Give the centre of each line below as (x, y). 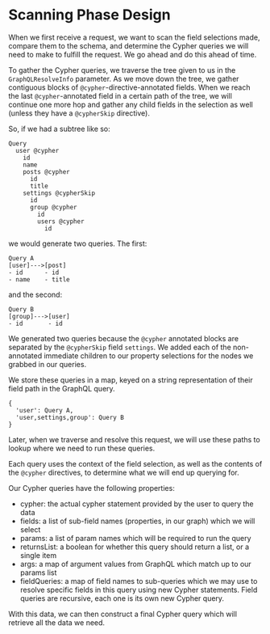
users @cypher (61, 221)
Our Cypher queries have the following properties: (91, 488)
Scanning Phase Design (89, 15)
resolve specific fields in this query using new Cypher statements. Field (139, 590)
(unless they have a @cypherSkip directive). (79, 113)
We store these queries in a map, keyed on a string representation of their (131, 380)
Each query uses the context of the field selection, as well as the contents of (135, 463)
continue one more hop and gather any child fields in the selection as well (131, 104)
